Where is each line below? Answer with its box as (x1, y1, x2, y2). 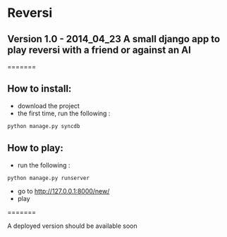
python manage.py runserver (7, 174, 90, 181)
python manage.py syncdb (7, 122, 80, 129)
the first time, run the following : (17, 109, 111, 117)
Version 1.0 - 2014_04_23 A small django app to (7, 33, 221, 45)
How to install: (7, 83, 72, 95)
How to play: (7, 142, 63, 154)
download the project (17, 101, 80, 110)
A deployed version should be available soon (7, 222, 137, 230)
